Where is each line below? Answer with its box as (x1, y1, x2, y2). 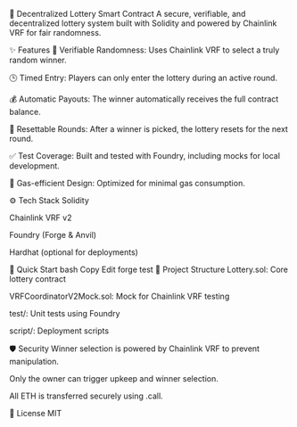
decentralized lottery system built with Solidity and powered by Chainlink (9, 18, 277, 29)
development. (9, 160, 60, 171)
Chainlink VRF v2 (9, 212, 72, 223)
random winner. (9, 54, 67, 65)
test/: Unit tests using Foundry (9, 308, 120, 318)
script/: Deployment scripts (9, 325, 110, 336)
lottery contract (9, 274, 67, 284)
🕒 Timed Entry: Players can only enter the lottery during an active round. (9, 72, 278, 83)
